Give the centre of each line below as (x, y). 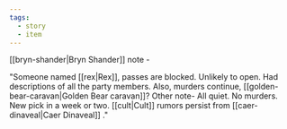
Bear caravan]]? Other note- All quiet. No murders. (184, 96)
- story (32, 26)
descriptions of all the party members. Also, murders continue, (126, 87)
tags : (19, 17)
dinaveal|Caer (35, 115)
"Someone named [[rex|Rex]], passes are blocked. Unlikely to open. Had (144, 77)
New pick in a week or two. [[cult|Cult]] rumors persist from (120, 106)
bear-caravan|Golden (49, 96)
